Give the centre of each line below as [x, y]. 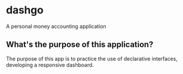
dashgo [25, 10]
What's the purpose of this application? [80, 45]
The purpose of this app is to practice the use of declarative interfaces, [92, 58]
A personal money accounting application [56, 26]
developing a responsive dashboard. [50, 65]
